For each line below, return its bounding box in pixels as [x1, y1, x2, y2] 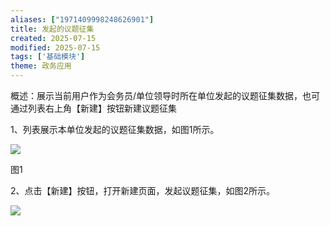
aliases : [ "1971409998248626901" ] [10, 14, 155, 25]
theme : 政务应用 [10, 61, 72, 71]
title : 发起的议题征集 [10, 24, 95, 34]
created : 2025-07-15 [10, 33, 97, 43]
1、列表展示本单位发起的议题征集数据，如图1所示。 [10, 124, 220, 135]
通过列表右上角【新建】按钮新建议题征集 [10, 102, 177, 114]
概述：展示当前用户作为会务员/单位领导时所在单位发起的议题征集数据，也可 [10, 90, 321, 101]
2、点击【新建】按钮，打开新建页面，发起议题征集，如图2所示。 [10, 185, 276, 196]
